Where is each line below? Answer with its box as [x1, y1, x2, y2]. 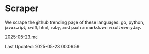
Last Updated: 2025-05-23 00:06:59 [5, 43, 80, 49]
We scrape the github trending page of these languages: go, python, [5, 19, 145, 25]
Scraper [5, 3, 38, 14]
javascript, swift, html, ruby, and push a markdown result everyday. [5, 24, 142, 30]
